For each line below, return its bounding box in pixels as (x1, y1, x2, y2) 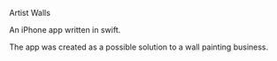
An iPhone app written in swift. (9, 25, 121, 34)
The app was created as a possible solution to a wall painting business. (9, 42, 269, 52)
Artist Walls (9, 8, 51, 18)
